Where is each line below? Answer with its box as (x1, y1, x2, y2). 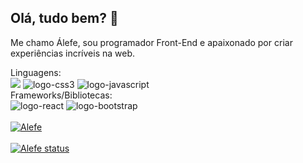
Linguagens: (10, 66, 62, 78)
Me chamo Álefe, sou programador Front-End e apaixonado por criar (10, 36, 293, 48)
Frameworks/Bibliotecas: (10, 89, 113, 101)
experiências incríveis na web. (10, 47, 136, 59)
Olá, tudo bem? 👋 (10, 10, 119, 27)
